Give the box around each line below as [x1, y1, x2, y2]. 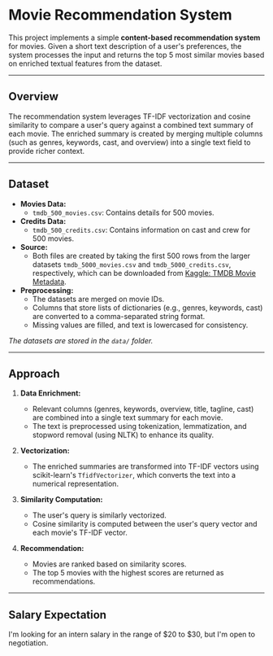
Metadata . [32, 277, 67, 286]
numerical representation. [32, 479, 119, 489]
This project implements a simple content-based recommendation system [8, 33, 261, 42]
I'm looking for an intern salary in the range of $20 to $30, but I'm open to [8, 629, 256, 640]
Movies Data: [19, 199, 67, 208]
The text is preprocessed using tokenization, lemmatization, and [32, 422, 247, 431]
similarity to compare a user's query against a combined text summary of [8, 120, 253, 129]
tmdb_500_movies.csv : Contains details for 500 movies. [32, 208, 214, 217]
